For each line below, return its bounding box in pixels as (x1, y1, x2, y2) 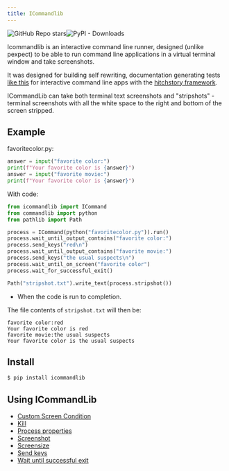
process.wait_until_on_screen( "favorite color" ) (7, 260, 151, 267)
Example (7, 126, 46, 139)
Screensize (17, 441, 50, 450)
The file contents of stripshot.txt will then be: (7, 305, 142, 314)
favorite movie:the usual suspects (7, 331, 110, 338)
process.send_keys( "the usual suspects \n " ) (7, 254, 135, 262)
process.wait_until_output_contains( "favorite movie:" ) (7, 248, 172, 255)
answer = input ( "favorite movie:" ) (7, 171, 110, 178)
